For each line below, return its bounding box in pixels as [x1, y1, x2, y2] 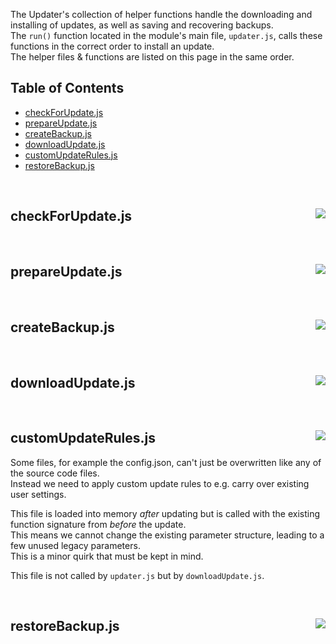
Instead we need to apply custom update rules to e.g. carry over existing [10, 477, 310, 489]
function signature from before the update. [10, 518, 187, 530]
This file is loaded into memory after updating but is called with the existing [10, 507, 321, 519]
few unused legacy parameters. [10, 539, 141, 551]
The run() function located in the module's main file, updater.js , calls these [10, 30, 323, 41]
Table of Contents [10, 80, 125, 97]
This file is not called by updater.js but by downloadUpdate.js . [10, 569, 265, 581]
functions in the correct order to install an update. [10, 40, 215, 52]
